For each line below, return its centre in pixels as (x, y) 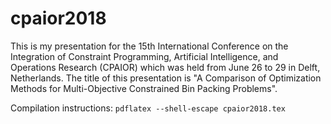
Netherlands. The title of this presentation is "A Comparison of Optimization (166, 78)
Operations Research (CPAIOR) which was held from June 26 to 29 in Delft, (165, 67)
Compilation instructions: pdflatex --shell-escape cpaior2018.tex (148, 108)
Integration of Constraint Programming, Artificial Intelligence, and (144, 56)
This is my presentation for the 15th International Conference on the (149, 46)
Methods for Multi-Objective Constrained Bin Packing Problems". (144, 88)
